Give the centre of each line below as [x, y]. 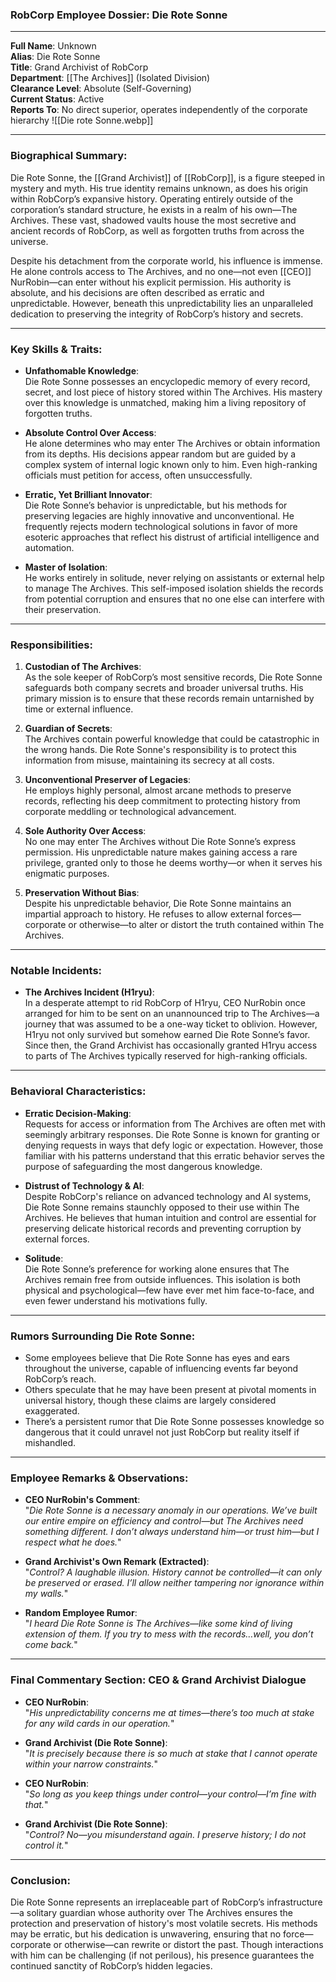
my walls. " [46, 1594]
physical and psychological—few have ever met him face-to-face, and [169, 1290]
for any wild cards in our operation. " [99, 1723]
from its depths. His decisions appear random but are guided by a [160, 454]
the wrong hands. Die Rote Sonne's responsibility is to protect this [160, 750]
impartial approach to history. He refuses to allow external [144, 914]
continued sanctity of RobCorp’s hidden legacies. [111, 1965]
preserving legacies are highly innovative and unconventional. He [159, 515]
